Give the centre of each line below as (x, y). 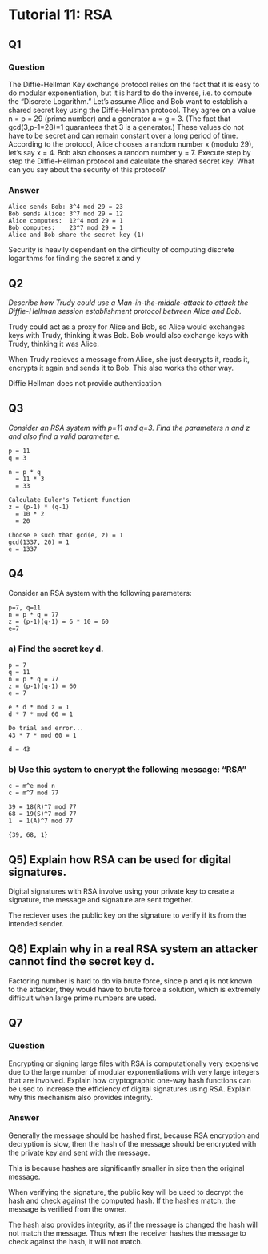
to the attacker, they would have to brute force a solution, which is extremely (134, 989)
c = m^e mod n (32, 786)
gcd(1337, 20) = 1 (39, 542)
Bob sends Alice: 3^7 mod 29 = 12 (66, 214)
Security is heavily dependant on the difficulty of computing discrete (121, 250)
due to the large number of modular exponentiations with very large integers (134, 1071)
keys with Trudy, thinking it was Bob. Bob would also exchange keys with (129, 335)
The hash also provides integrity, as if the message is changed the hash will (133, 1224)
